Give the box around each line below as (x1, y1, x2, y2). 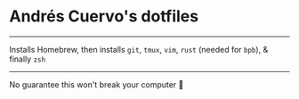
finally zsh (9, 54, 46, 64)
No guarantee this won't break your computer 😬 (9, 78, 184, 90)
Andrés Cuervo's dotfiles (9, 6, 198, 27)
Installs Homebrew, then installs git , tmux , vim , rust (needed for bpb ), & (9, 44, 269, 54)
